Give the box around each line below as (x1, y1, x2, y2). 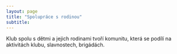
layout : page (6, 8, 38, 15)
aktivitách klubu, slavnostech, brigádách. (6, 41, 105, 48)
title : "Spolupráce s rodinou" (6, 14, 82, 20)
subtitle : (6, 19, 30, 25)
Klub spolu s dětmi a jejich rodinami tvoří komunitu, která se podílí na (6, 35, 172, 42)
